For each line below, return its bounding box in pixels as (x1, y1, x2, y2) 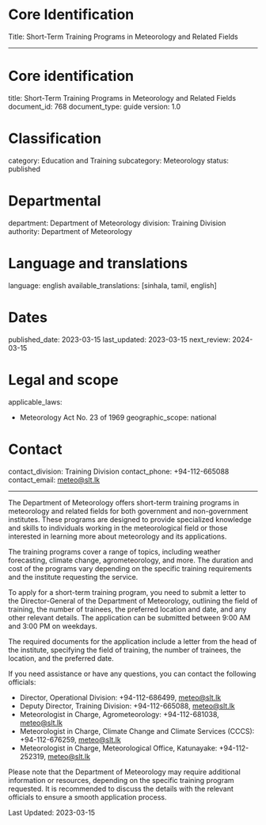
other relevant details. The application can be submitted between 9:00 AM (8, 612, 251, 622)
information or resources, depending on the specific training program (8, 775, 235, 785)
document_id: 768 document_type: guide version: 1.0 (8, 102, 181, 111)
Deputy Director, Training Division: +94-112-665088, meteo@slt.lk (19, 700, 235, 711)
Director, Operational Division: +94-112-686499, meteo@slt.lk (19, 693, 222, 702)
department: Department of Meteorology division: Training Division (8, 218, 226, 228)
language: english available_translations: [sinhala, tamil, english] (8, 280, 218, 290)
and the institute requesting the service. (8, 572, 139, 581)
